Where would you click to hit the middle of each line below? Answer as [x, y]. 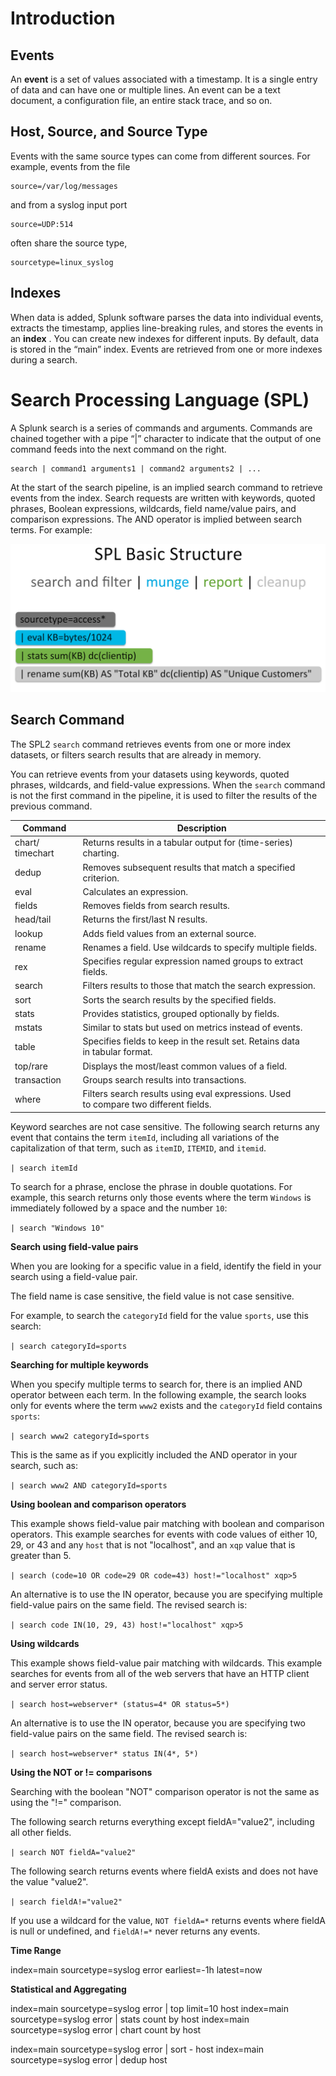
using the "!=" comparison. [66, 1802]
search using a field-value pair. [74, 1276]
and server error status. [59, 1684]
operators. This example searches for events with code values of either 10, [164, 1534]
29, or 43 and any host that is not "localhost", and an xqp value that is [153, 1544]
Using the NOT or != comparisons [81, 1772]
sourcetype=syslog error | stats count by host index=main [130, 2019]
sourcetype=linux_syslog [62, 262]
